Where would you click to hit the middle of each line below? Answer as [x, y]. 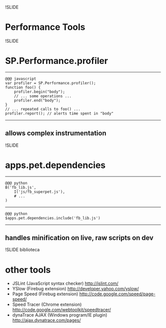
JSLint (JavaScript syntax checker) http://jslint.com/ [65, 283]
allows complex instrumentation [56, 133]
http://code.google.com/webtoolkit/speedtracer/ [62, 310]
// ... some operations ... [43, 96]
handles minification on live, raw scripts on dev [79, 238]
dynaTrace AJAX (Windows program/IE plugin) [60, 315]
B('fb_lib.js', [21, 187]
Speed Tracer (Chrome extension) [47, 305]
